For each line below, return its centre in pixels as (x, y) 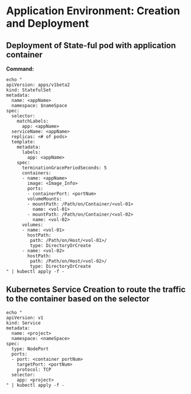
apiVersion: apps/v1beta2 (38, 85)
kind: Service (24, 323)
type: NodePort (30, 349)
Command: (20, 69)
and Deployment (48, 23)
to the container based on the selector (78, 299)
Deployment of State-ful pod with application (91, 45)
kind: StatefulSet (29, 90)
